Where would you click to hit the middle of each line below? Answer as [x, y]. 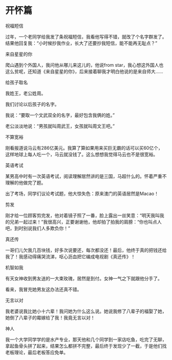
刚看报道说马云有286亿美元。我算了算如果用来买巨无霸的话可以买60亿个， [84, 148]
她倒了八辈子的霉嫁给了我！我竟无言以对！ [50, 317]
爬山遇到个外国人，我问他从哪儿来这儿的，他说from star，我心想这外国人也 [84, 65]
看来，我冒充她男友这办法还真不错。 [44, 289]
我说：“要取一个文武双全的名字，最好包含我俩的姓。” [60, 115]
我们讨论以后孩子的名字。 [32, 104]
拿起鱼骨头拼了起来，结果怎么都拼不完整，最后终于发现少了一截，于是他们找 [86, 346]
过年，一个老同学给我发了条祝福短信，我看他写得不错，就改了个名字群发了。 [86, 37]
